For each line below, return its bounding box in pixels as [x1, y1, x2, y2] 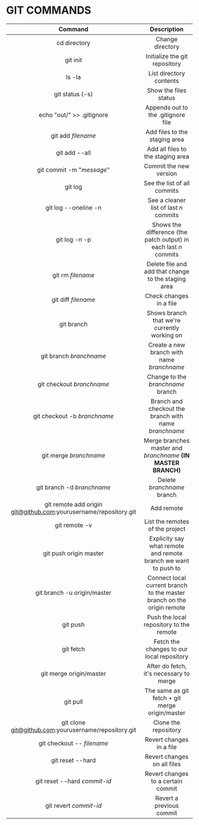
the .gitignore [147, 110, 185, 119]
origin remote [147, 603, 185, 611]
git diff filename [51, 295, 96, 303]
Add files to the [145, 128, 188, 136]
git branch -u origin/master [35, 588, 112, 596]
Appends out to [145, 103, 188, 112]
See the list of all [143, 179, 190, 187]
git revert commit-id [45, 801, 102, 810]
